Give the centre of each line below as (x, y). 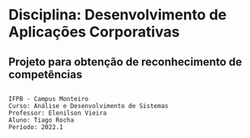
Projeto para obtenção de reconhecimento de (125, 62)
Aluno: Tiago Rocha (41, 120)
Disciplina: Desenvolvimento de (118, 15)
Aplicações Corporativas (94, 32)
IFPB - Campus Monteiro (49, 98)
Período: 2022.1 (36, 127)
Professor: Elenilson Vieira (58, 113)
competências (45, 74)
